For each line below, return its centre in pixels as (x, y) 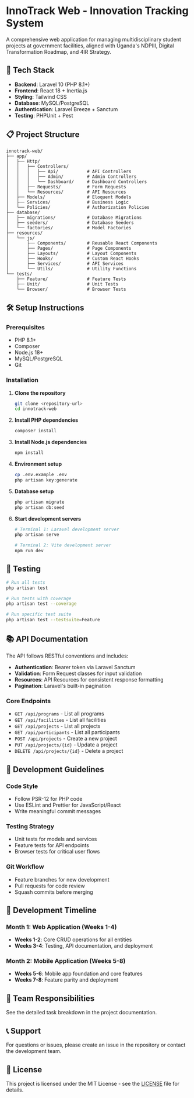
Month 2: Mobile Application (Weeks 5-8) (66, 961)
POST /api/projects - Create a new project (66, 739)
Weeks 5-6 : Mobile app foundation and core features (78, 974)
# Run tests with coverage (39, 598)
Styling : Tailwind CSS (40, 97)
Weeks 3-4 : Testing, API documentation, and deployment (84, 946)
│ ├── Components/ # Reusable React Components (82, 243)
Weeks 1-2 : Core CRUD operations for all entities (73, 939)
